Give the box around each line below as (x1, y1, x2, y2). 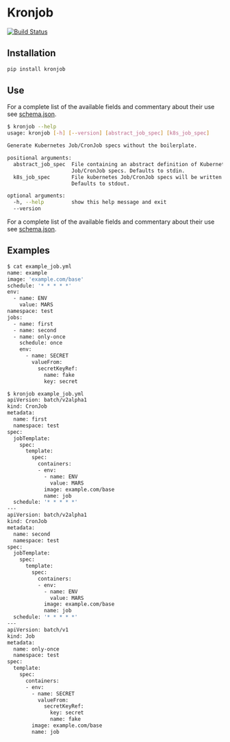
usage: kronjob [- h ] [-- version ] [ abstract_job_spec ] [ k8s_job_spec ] (7, 130, 210, 137)
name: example (7, 269, 48, 276)
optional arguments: (7, 192, 66, 200)
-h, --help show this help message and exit (13, 199, 167, 206)
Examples (7, 245, 50, 257)
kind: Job (7, 633, 36, 640)
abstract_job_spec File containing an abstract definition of (13, 161, 197, 167)
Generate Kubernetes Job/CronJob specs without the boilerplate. (7, 142, 197, 149)
